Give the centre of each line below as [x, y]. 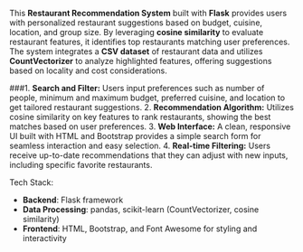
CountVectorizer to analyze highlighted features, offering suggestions [141, 61]
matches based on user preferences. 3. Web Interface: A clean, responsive [150, 126]
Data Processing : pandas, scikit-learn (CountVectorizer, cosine [141, 210]
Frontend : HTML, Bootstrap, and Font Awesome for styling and [140, 229]
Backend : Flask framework [73, 200]
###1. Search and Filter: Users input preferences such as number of [137, 88]
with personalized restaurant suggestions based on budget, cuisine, [136, 23]
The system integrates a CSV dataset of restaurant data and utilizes [136, 51]
